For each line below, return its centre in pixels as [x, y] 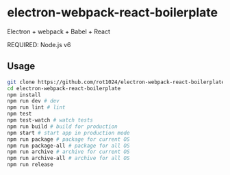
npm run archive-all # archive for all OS [68, 159]
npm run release [30, 165]
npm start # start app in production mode [68, 133]
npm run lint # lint [37, 107]
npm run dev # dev [33, 101]
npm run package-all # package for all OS [68, 146]
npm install [24, 95]
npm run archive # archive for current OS [68, 152]
